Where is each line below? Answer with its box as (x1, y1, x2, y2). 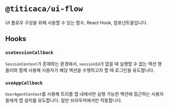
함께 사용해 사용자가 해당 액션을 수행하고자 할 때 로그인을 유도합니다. (18, 67, 155, 73)
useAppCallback (5, 80, 43, 86)
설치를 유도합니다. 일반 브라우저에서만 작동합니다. (24, 97, 122, 103)
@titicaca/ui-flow (5, 4, 83, 14)
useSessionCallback (5, 50, 53, 56)
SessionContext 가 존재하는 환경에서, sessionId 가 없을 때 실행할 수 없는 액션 (5, 60, 157, 67)
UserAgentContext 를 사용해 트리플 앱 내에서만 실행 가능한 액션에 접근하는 (5, 91, 151, 97)
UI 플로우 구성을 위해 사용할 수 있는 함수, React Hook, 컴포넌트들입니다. (5, 19, 148, 25)
